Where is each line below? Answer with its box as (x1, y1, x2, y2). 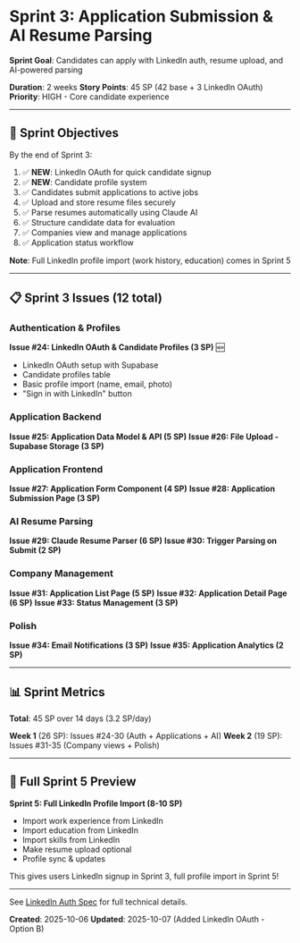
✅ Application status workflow (21, 237, 134, 248)
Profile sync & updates (21, 853, 105, 864)
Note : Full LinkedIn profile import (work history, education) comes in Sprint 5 (9, 255, 292, 266)
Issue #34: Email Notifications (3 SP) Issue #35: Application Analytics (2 (9, 640, 284, 650)
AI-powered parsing (9, 64, 83, 75)
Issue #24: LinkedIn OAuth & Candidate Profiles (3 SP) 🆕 (9, 342, 225, 353)
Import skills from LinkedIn (21, 834, 121, 845)
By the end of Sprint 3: (9, 149, 93, 160)
